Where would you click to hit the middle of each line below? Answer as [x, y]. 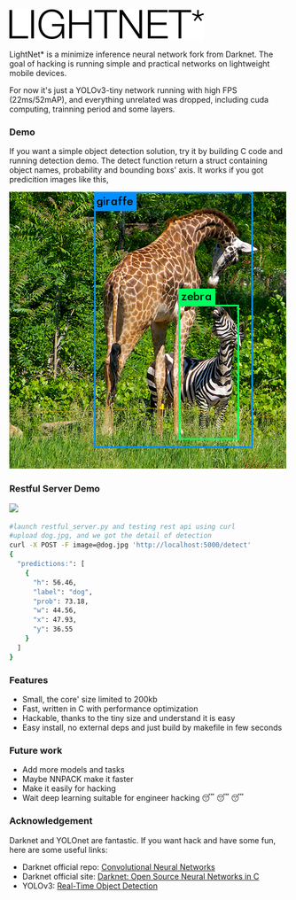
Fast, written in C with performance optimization [110, 709]
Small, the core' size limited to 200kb [90, 700]
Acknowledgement [51, 821]
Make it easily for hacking [69, 788]
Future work [36, 750]
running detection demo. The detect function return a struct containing [138, 161]
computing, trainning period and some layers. [92, 109]
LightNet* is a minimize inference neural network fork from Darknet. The [141, 54]
